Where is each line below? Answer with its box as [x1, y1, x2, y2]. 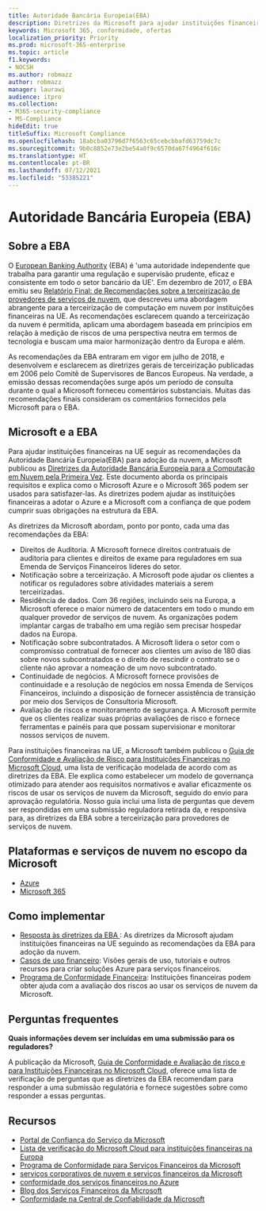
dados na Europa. [19, 629, 78, 639]
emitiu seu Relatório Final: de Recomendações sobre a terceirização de [8, 286, 241, 295]
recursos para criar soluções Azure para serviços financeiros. [19, 964, 222, 974]
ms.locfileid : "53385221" [8, 174, 93, 183]
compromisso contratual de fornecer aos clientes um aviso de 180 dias [19, 646, 251, 655]
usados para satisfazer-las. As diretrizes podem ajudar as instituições [8, 489, 236, 498]
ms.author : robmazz [8, 71, 73, 79]
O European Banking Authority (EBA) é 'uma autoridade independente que [8, 260, 251, 270]
